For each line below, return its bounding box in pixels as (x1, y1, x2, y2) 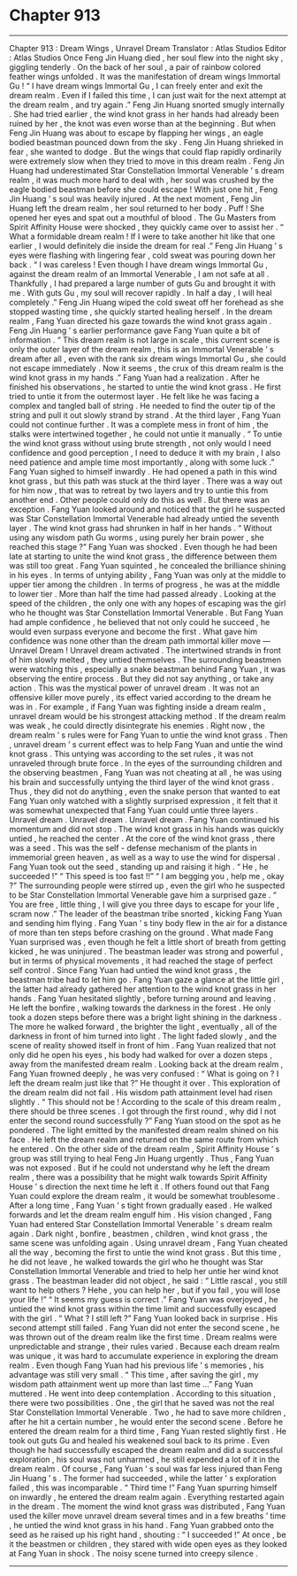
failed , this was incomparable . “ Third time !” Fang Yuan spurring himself (9, 1482, 278, 1493)
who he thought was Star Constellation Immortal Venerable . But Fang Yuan (9, 607, 284, 618)
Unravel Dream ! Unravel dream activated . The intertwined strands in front (9, 645, 281, 655)
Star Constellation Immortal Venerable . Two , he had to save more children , (9, 1407, 286, 1418)
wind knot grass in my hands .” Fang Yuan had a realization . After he (9, 372, 261, 382)
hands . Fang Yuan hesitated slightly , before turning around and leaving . (9, 993, 277, 1003)
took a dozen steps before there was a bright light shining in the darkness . (9, 1011, 282, 1023)
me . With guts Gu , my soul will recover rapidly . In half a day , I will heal (9, 287, 272, 297)
